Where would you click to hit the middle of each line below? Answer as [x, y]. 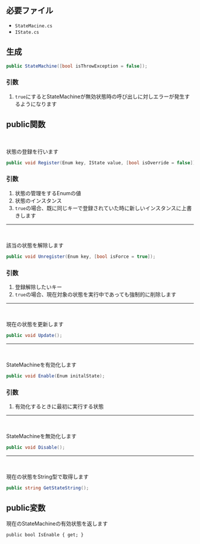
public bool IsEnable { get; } [45, 534]
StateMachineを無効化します [41, 436]
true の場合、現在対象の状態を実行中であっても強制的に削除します [96, 294]
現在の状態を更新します [35, 324]
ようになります [38, 104]
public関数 [26, 125]
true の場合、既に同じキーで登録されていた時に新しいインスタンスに [98, 208]
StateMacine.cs [34, 26]
